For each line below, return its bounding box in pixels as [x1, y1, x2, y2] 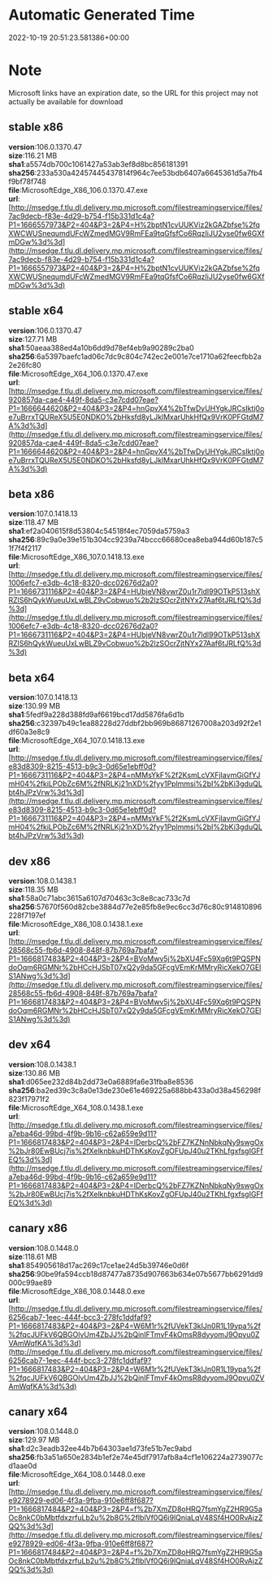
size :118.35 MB [8, 885, 58, 894]
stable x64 [8, 304, 64, 318]
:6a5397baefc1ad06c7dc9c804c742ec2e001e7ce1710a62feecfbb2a [34, 352, 262, 361]
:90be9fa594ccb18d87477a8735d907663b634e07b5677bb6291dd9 [34, 1269, 263, 1278]
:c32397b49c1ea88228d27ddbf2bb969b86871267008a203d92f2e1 [34, 719, 262, 728]
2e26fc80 [8, 360, 42, 369]
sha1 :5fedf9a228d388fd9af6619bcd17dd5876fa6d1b [8, 710, 184, 719]
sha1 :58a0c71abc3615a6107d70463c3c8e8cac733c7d [8, 893, 191, 902]
